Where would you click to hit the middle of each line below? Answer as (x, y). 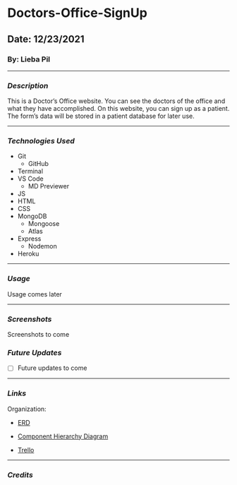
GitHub (38, 164)
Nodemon (43, 246)
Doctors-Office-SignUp (78, 13)
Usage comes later (35, 294)
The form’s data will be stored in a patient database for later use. (101, 116)
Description (28, 85)
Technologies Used (41, 141)
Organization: (27, 409)
